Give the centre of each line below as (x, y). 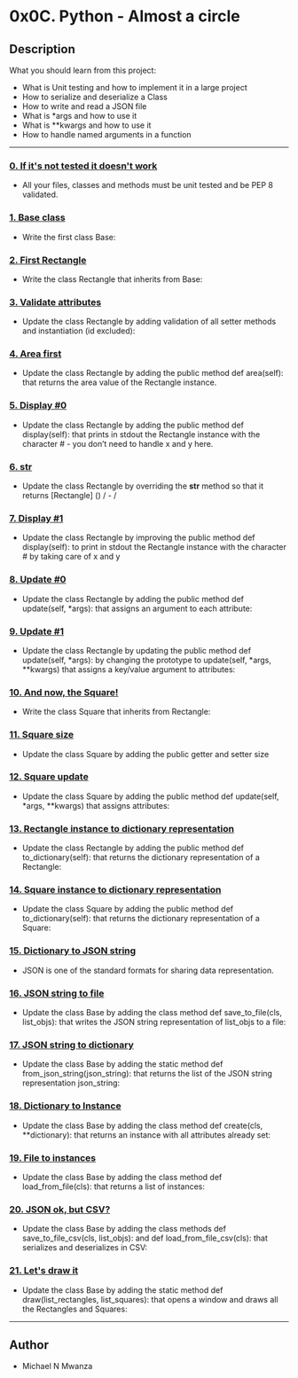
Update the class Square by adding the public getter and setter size (145, 754)
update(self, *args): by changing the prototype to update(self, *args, (147, 660)
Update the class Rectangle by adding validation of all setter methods (149, 322)
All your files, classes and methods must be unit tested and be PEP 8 (147, 185)
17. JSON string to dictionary (72, 1045)
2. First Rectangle (48, 260)
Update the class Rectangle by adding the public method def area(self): (153, 373)
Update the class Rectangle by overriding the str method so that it (143, 486)
